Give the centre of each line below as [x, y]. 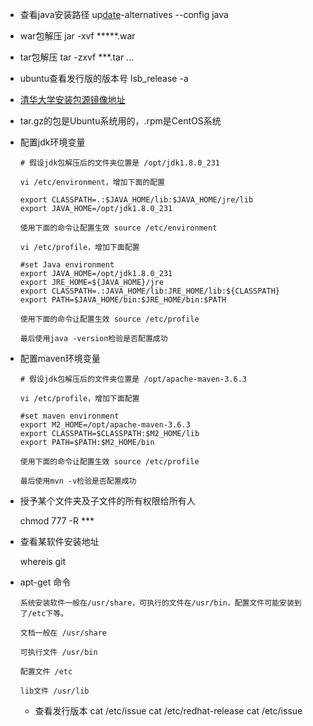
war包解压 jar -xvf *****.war [77, 36]
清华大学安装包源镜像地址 [72, 99]
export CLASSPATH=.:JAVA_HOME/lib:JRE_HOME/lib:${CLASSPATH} [150, 291]
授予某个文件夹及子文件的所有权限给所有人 [107, 501]
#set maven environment [69, 416]
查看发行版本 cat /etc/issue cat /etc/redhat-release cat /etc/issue [168, 711]
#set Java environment [67, 265]
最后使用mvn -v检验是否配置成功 [78, 481]
